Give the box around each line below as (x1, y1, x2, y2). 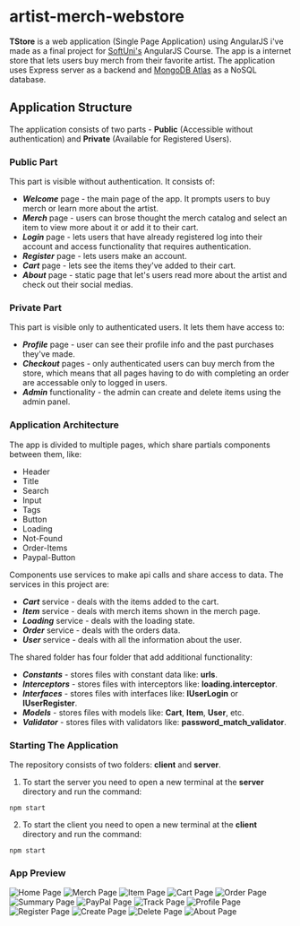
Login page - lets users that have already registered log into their (21, 231, 263, 243)
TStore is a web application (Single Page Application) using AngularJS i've (9, 36, 284, 47)
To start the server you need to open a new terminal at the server (21, 776, 264, 787)
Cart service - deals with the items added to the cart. (21, 596, 219, 607)
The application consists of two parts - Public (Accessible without (9, 124, 253, 134)
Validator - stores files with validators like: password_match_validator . (21, 716, 287, 727)
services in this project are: (9, 578, 110, 589)
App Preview (9, 867, 66, 879)
